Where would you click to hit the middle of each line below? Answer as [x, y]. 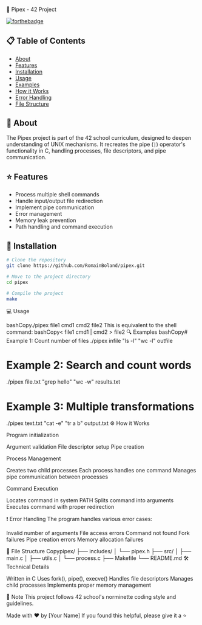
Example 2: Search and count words [99, 365]
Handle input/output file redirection [59, 201]
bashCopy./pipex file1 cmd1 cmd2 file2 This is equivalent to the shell [92, 325]
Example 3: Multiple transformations [100, 406]
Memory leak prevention [45, 220]
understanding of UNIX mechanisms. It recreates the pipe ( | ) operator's [96, 144]
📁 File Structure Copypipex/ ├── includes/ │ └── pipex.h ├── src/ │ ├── [99, 551]
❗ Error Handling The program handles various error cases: [79, 519]
